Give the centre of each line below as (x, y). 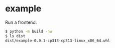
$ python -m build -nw (29, 31)
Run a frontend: (21, 22)
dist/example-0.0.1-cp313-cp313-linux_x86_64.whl (58, 41)
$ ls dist (15, 36)
